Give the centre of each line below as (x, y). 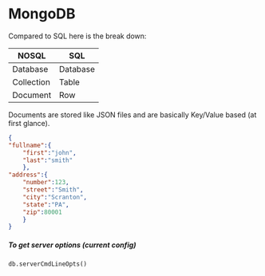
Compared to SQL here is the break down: (77, 36)
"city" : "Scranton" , (55, 197)
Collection (31, 82)
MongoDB (42, 14)
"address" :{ (28, 175)
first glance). (29, 123)
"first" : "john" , (50, 152)
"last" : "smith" (48, 160)
